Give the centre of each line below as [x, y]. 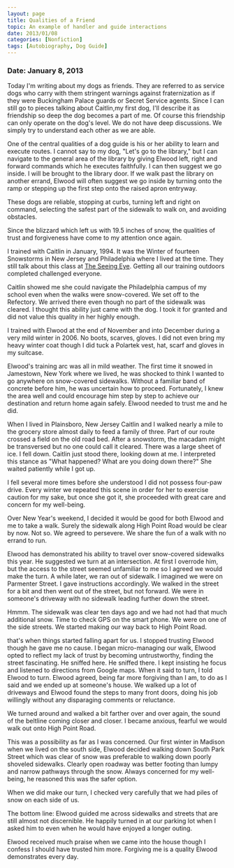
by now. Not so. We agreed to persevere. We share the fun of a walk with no [117, 533]
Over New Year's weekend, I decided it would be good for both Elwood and [116, 519]
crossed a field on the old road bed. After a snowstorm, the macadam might [116, 439]
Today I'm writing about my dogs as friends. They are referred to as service [116, 86]
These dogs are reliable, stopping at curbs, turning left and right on [104, 202]
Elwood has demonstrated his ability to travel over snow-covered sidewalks [116, 554]
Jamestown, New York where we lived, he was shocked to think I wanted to [116, 374]
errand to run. [27, 541]
